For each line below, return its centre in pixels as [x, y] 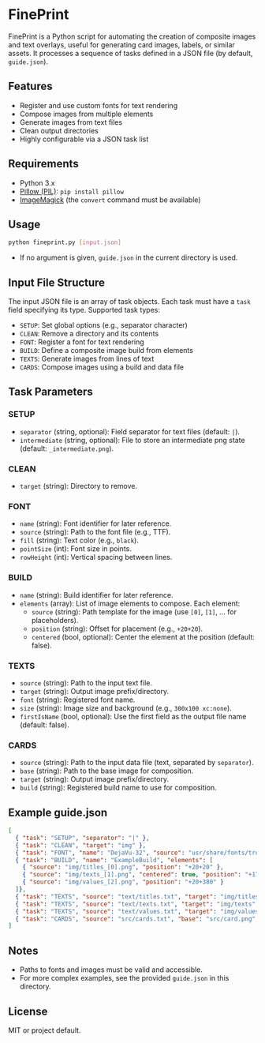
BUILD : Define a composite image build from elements [106, 351]
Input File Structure [56, 282]
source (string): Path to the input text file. [86, 683]
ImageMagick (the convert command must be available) [110, 200]
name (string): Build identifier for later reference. [96, 595]
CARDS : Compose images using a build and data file [101, 367]
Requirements [43, 164]
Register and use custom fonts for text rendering [99, 105]
